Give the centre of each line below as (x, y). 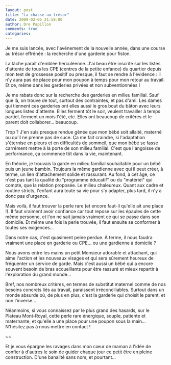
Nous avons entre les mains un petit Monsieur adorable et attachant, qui (81, 253)
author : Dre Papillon (28, 24)
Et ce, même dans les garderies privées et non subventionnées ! (73, 85)
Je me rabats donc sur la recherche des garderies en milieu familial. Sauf (82, 95)
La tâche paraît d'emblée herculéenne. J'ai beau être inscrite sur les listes (83, 63)
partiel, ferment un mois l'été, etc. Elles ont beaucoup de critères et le (79, 117)
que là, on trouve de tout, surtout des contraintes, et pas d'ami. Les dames (84, 100)
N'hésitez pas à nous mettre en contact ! (48, 327)
